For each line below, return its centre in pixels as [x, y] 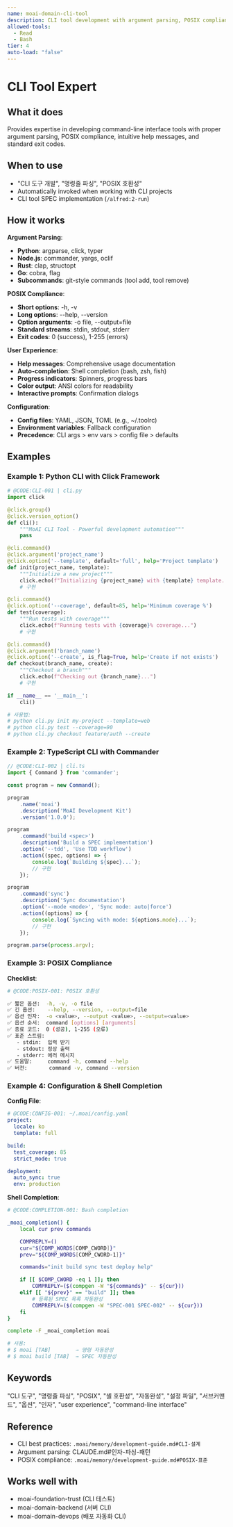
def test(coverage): [37, 612]
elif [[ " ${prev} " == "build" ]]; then [77, 1293]
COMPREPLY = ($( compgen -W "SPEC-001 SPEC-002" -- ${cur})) [118, 1305]
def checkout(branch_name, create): [60, 664]
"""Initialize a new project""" [66, 574]
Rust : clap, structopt [46, 266]
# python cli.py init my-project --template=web [79, 721]
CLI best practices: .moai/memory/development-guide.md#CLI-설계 [109, 1444]
